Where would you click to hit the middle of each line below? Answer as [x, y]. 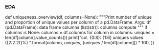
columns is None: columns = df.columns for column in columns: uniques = [80, 33]
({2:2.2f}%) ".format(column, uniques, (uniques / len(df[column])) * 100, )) [80, 43]
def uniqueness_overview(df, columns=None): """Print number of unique [79, 17]
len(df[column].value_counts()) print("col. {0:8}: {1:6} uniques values [74, 37]
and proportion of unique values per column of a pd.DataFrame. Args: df [78, 22]
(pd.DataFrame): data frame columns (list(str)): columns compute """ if [76, 27]
